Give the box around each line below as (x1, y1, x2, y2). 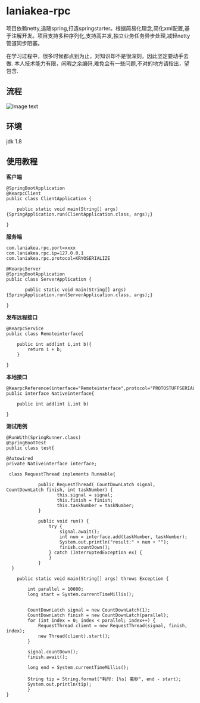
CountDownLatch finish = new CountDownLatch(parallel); (27, 612, 169, 619)
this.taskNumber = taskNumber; (57, 503, 135, 509)
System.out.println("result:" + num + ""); (59, 539, 169, 545)
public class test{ (6, 445, 55, 452)
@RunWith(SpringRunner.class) (6, 435, 82, 441)
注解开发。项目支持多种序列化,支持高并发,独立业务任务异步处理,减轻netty (11, 32, 190, 39)
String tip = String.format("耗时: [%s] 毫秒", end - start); (27, 676, 182, 682)
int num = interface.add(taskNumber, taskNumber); (59, 534, 187, 540)
